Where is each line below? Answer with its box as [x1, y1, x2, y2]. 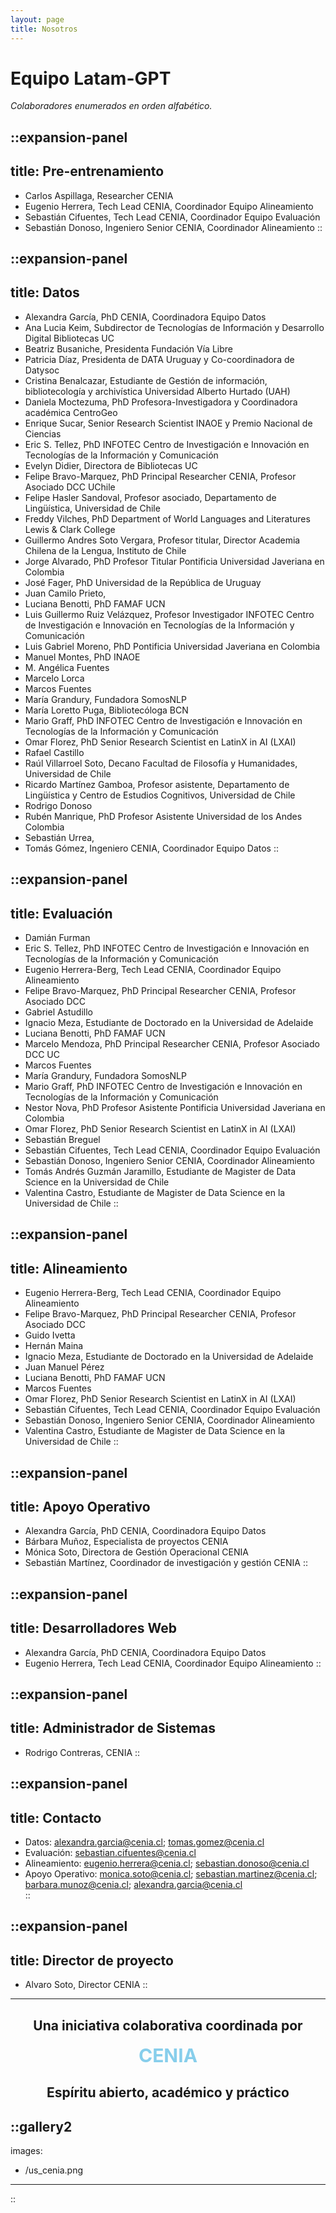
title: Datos [10, 284, 80, 301]
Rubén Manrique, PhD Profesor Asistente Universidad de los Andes [24, 810, 303, 822]
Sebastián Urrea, [24, 831, 95, 843]
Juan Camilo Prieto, [24, 587, 107, 599]
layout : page [10, 14, 65, 25]
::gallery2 [10, 2118, 73, 2135]
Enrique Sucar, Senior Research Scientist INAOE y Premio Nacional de [24, 417, 313, 429]
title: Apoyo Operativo [10, 1499, 151, 1516]
